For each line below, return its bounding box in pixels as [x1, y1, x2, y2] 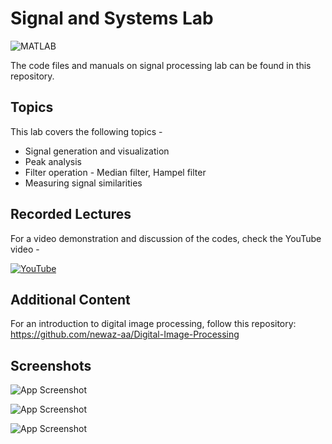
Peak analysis [24, 155, 82, 167]
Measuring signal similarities [24, 177, 143, 189]
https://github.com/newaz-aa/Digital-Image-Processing [10, 328, 240, 341]
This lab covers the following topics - [10, 125, 163, 137]
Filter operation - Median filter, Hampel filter [24, 166, 207, 178]
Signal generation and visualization [24, 145, 170, 157]
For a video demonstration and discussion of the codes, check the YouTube [10, 232, 322, 244]
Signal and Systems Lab [10, 7, 214, 30]
